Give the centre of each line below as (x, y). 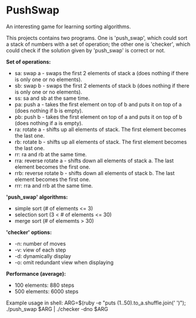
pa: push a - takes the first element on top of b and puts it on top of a (98, 104)
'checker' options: (29, 232)
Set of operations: (28, 62)
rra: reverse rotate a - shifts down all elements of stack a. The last (94, 160)
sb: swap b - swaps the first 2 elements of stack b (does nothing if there (102, 85)
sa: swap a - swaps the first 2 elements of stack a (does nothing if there (102, 73)
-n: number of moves (40, 243)
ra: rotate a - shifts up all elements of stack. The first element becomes (100, 129)
